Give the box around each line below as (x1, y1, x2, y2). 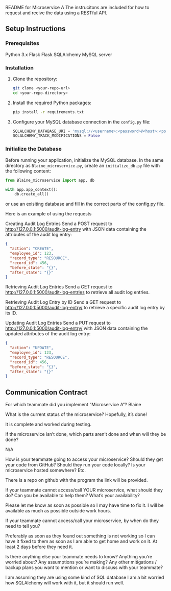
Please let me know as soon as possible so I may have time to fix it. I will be (5, 502, 164, 508)
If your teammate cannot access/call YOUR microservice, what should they (5, 487, 163, 493)
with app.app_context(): (5, 187, 58, 192)
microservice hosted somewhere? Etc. (5, 467, 86, 474)
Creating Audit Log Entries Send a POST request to (5, 220, 113, 227)
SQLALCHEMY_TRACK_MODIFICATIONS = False (12, 133, 100, 138)
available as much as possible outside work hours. (5, 508, 111, 514)
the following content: (5, 168, 51, 174)
